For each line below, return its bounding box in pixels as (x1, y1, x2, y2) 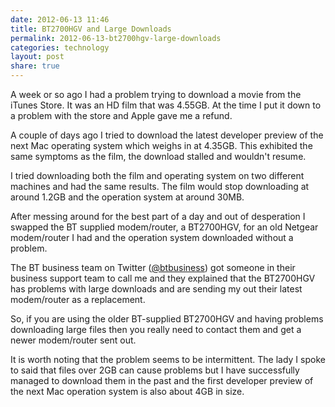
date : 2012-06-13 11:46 (10, 14, 110, 25)
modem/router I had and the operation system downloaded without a (10, 232, 294, 243)
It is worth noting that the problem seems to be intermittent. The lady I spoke (10, 354, 326, 365)
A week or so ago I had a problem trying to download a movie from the (10, 89, 302, 100)
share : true (10, 61, 60, 71)
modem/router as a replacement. (10, 294, 146, 305)
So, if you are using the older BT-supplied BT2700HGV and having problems (10, 313, 324, 325)
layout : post (10, 52, 65, 62)
